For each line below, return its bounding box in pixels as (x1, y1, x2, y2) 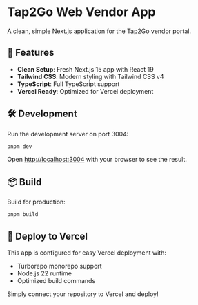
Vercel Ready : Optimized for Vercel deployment (17, 87, 154, 95)
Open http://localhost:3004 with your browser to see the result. (7, 156, 188, 164)
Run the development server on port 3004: (7, 129, 129, 138)
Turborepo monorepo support (17, 262, 102, 270)
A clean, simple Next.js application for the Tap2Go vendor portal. (7, 27, 192, 35)
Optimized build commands (17, 276, 96, 284)
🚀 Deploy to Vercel (7, 230, 88, 242)
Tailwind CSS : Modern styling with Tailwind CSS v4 (17, 72, 164, 81)
